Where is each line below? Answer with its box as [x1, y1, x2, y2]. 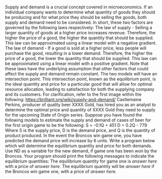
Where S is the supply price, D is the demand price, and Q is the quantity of [5, 128, 156, 133]
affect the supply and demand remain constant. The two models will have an [5, 71, 157, 76]
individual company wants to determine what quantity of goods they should [5, 9, 156, 15]
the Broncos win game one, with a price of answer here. [5, 169, 117, 174]
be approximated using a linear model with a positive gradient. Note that [5, 60, 149, 66]
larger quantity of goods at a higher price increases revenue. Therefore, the [5, 30, 156, 35]
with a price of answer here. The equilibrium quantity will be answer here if [5, 164, 155, 169]
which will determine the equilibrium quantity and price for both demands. [5, 143, 152, 149]
